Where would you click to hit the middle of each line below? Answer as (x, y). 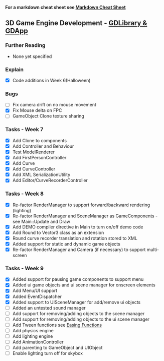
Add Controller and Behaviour (43, 146)
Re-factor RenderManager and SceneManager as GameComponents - (85, 216)
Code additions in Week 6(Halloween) (51, 80)
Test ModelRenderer (34, 152)
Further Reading (25, 45)
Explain (15, 69)
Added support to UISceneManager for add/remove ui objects (76, 302)
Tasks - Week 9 (25, 268)
